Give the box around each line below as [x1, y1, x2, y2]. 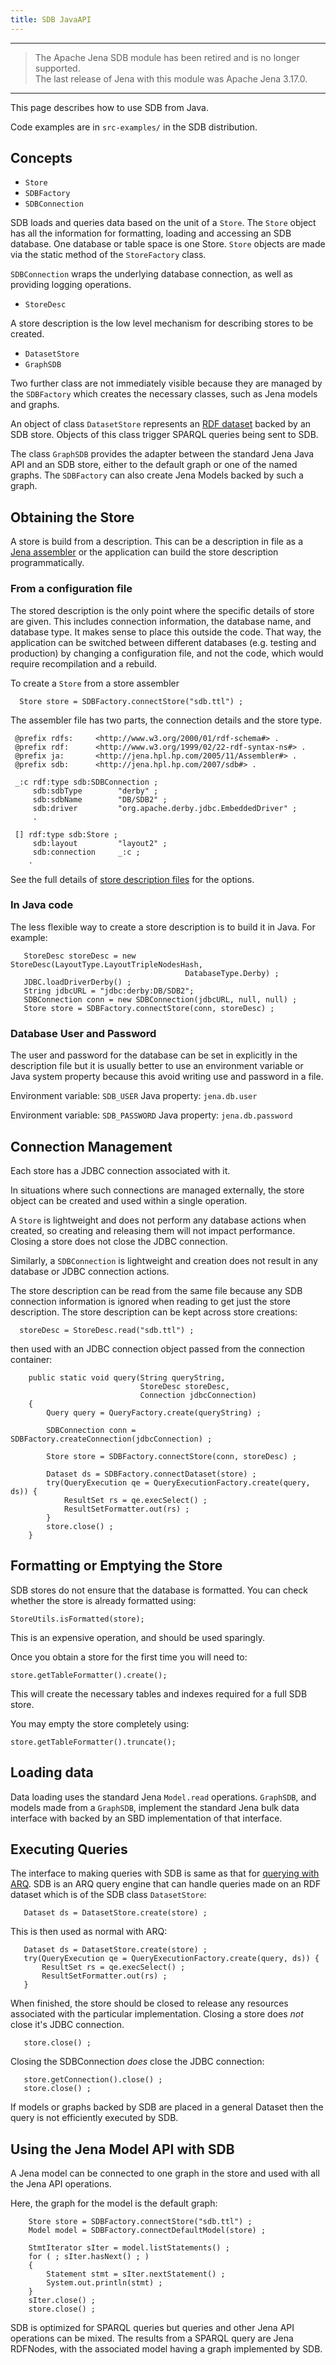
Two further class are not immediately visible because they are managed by [10, 377, 323, 390]
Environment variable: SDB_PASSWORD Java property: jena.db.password [10, 1109, 293, 1121]
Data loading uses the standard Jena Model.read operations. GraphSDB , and [10, 1791, 317, 1803]
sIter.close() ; [28, 2296, 97, 2306]
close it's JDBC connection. [10, 2019, 125, 2031]
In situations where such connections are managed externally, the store [10, 1184, 305, 1196]
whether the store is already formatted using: [10, 1594, 197, 1606]
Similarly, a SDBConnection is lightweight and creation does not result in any [10, 1254, 318, 1266]
